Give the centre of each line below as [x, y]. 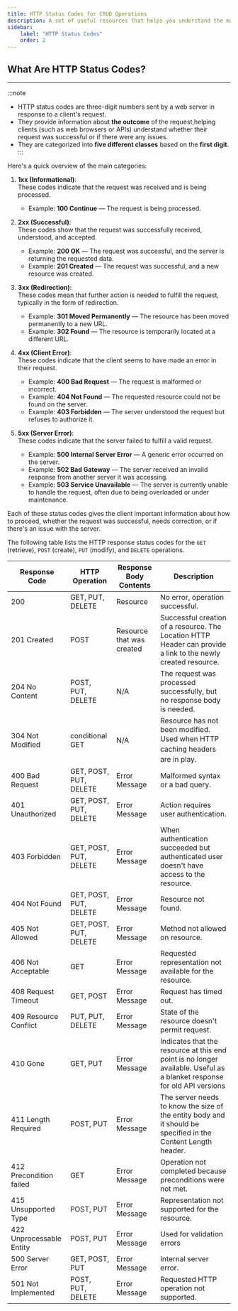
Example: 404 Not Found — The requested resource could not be [124, 396]
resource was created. [61, 274]
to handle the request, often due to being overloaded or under [119, 492]
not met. [174, 1189]
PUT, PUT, [87, 1017]
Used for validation [192, 1234]
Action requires [186, 805]
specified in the [186, 1133]
